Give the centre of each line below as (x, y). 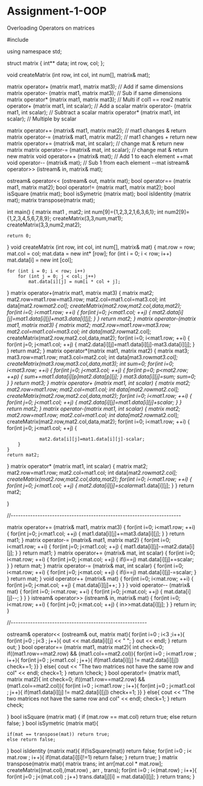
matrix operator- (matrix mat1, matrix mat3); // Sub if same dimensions (94, 93)
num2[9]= (177, 212)
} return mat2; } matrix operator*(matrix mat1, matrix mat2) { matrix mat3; (98, 351)
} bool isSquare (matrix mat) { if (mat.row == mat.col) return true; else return (102, 716)
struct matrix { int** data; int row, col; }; (56, 63)
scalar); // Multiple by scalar (42, 119)
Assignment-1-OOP (57, 11)
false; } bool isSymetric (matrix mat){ (53, 723)
